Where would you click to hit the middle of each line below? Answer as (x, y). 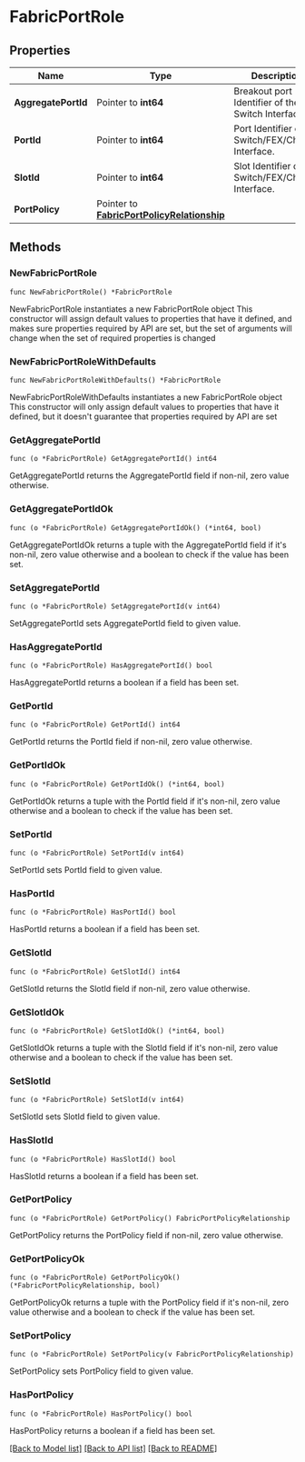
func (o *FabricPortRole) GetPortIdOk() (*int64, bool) (117, 784)
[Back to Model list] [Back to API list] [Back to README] (113, 1448)
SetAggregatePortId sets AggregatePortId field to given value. (125, 623)
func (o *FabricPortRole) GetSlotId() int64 (95, 971)
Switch (248, 114)
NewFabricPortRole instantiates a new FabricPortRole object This (131, 309)
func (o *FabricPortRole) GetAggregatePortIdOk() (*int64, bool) (135, 528)
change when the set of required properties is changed (113, 337)
